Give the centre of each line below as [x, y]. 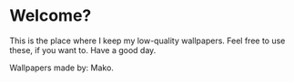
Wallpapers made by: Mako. [61, 68]
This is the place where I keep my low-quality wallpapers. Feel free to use [147, 41]
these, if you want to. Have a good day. [83, 50]
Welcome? [51, 16]
